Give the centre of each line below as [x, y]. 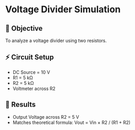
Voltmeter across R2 [34, 89]
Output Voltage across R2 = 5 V [46, 117]
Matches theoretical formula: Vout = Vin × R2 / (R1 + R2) [72, 122]
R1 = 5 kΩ [23, 77]
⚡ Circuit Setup [30, 57]
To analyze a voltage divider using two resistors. [56, 40]
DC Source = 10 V [31, 72]
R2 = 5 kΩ [23, 83]
